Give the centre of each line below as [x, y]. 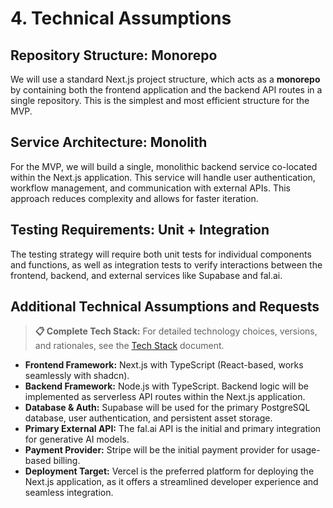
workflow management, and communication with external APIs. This [150, 188]
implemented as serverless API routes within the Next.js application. [165, 397]
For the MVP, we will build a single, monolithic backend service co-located [164, 166]
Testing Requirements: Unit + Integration [140, 230]
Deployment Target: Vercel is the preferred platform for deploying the [169, 471]
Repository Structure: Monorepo [114, 55]
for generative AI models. [77, 439]
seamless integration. [69, 493]
